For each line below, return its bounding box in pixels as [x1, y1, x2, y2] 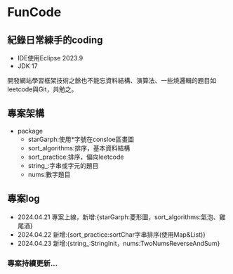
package [17, 126, 44, 135]
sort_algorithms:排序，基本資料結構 [27, 143, 131, 152]
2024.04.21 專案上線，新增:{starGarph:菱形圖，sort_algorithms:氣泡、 [17, 212, 220, 221]
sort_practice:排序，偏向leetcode [27, 152, 124, 161]
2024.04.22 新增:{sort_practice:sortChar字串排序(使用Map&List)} [17, 230, 206, 239]
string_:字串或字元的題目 [27, 161, 99, 169]
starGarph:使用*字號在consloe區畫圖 [27, 135, 135, 143]
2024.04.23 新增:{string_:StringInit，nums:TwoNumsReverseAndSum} [17, 239, 220, 247]
